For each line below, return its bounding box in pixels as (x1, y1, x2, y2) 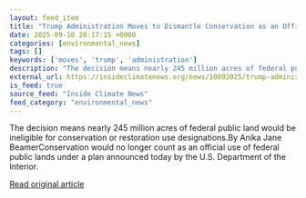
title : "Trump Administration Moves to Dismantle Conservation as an (9, 22, 280, 31)
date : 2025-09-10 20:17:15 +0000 (9, 30, 137, 39)
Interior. (9, 161, 39, 173)
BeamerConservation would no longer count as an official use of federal (9, 142, 280, 153)
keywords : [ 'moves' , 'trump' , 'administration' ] (9, 55, 198, 64)
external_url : (9, 73, 64, 82)
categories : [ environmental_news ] (9, 38, 141, 48)
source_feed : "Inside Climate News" (9, 89, 148, 98)
